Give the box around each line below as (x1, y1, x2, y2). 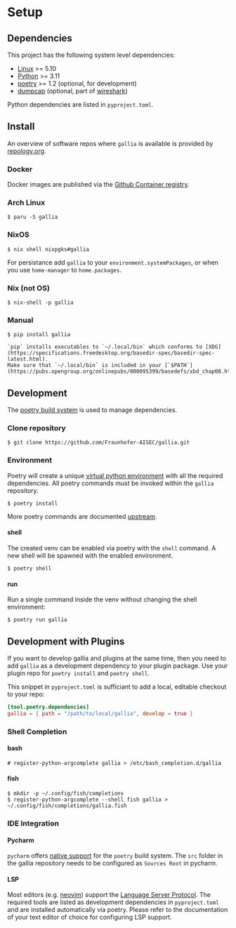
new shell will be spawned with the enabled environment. (7, 551, 173, 559)
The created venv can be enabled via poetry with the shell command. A (7, 543, 216, 552)
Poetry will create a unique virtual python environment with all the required (7, 471, 223, 479)
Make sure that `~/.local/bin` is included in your (7, 362, 162, 369)
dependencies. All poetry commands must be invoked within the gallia (7, 479, 214, 487)
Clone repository (7, 423, 66, 433)
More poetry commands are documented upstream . (7, 512, 157, 520)
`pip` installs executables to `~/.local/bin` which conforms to (7, 343, 202, 351)
